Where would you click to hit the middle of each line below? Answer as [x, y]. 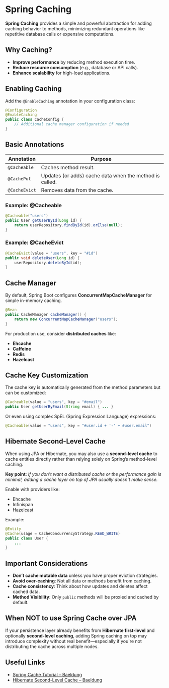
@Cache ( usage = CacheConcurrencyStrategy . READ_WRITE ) [63, 533]
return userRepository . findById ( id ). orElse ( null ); [68, 225]
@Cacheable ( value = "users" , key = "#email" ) [54, 402]
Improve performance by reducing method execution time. [74, 62]
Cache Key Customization [47, 376]
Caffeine [22, 349]
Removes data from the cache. [77, 190]
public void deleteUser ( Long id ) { [43, 258]
